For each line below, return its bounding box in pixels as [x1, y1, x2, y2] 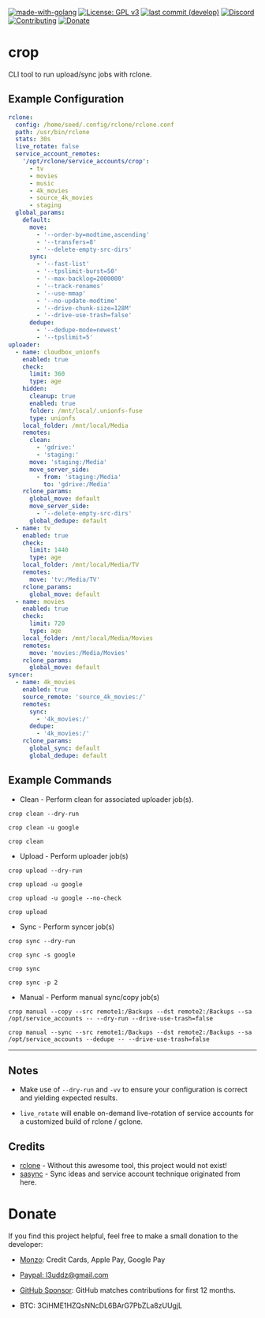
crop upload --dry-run [8, 867, 83, 874]
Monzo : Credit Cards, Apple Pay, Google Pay [19, 1255, 166, 1264]
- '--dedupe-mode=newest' [36, 326, 122, 335]
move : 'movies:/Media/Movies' [28, 649, 129, 657]
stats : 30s [15, 135, 51, 144]
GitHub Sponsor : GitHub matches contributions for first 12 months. [19, 1286, 236, 1295]
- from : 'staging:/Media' [36, 473, 122, 481]
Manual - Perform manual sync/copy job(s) [19, 992, 160, 1002]
